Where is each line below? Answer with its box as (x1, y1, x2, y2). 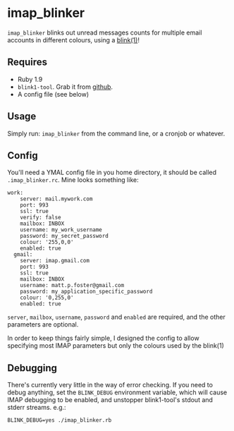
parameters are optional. (7, 320, 79, 329)
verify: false (20, 214, 61, 221)
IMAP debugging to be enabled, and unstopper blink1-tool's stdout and (7, 396, 214, 404)
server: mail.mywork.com (20, 195, 93, 202)
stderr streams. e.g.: (7, 403, 66, 412)
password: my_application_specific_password (20, 288, 153, 296)
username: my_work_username (20, 226, 102, 233)
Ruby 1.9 (17, 75, 43, 83)
